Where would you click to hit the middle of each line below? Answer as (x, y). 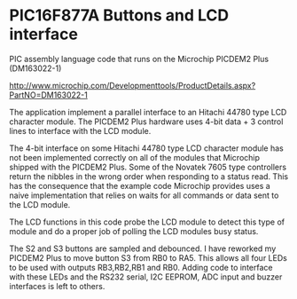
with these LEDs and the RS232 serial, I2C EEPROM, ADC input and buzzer (146, 277)
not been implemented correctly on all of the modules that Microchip (134, 157)
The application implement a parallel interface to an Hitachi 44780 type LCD (148, 112)
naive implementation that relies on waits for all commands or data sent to (144, 195)
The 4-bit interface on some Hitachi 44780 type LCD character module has (146, 148)
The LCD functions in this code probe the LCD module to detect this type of (147, 222)
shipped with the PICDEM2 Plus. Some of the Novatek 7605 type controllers (148, 167)
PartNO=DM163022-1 (49, 95)
